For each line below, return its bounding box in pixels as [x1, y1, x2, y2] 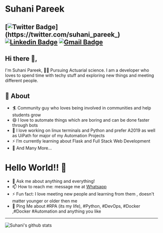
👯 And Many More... [12, 145, 52, 151]
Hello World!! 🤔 [5, 162, 67, 173]
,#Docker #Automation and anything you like [12, 208, 101, 215]
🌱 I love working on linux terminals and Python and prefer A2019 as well [12, 127, 156, 133]
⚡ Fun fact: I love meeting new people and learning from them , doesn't [12, 191, 154, 197]
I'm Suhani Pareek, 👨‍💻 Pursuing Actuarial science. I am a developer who [5, 67, 149, 73]
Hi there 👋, [5, 54, 37, 63]
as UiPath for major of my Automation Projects [12, 133, 105, 139]
